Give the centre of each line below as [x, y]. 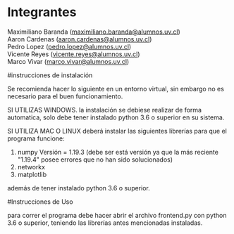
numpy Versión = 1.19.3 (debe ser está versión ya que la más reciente [118, 152]
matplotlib [32, 174]
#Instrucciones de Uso [40, 202]
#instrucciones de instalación [50, 75]
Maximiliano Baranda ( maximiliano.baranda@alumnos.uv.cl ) [94, 32]
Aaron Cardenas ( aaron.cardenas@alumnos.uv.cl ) [80, 39]
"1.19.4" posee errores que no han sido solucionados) [95, 160]
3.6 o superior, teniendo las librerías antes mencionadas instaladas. [105, 223]
